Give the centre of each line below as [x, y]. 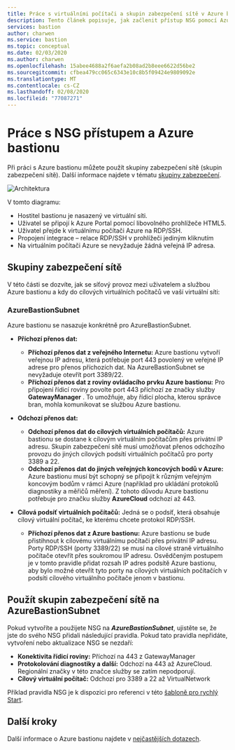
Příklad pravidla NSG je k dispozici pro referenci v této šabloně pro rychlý [113, 692]
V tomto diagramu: [34, 202]
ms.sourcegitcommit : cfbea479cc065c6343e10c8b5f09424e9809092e [101, 72]
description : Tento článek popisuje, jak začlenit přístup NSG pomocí [112, 20]
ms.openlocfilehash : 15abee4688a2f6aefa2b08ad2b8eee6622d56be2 [101, 66]
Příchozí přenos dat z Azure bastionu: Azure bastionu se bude [119, 533]
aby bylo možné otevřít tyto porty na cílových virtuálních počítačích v [127, 571]
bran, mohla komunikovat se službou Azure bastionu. [104, 404]
